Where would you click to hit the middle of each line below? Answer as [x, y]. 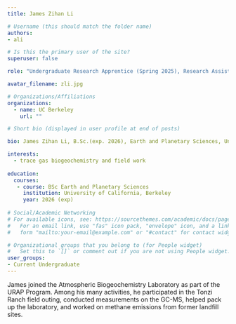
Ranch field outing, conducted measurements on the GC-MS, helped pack [114, 299]
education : [23, 174]
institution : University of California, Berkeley [97, 194]
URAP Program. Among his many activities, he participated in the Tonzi [110, 292]
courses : [26, 180]
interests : [23, 154]
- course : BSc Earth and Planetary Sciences [83, 187]
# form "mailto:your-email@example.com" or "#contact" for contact [111, 232]
